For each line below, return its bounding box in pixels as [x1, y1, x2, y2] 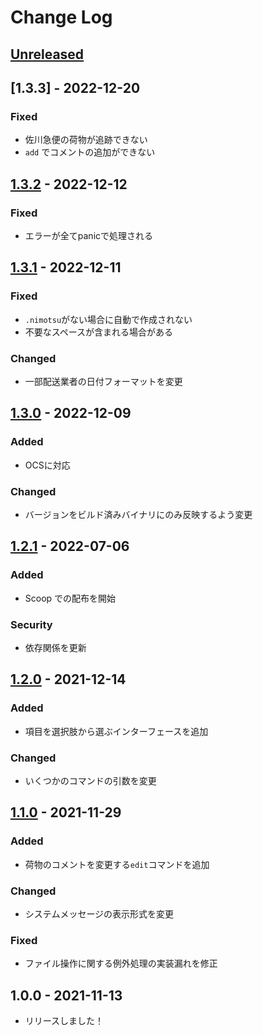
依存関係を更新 [24, 641, 87, 653]
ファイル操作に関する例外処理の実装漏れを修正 [24, 957, 218, 970]
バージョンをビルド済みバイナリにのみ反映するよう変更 [24, 508, 253, 520]
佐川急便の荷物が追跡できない [24, 134, 148, 146]
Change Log [10, 6, 113, 29]
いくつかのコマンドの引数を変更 [24, 774, 157, 786]
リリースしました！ [24, 1014, 105, 1026]
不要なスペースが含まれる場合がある [24, 326, 174, 338]
